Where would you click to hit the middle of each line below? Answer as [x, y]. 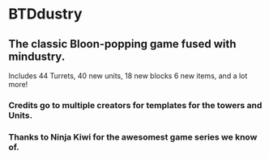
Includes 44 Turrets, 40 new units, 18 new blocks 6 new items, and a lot [128, 76]
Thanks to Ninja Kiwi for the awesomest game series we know [133, 136]
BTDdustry [45, 14]
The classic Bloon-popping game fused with [122, 44]
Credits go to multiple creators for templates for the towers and [135, 105]
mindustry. [37, 56]
